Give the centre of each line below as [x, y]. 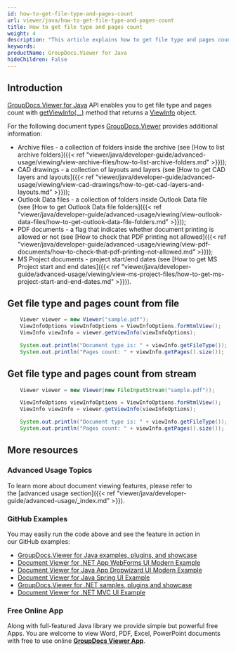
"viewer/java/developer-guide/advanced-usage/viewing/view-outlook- [120, 214]
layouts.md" [35, 192]
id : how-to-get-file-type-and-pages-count [70, 14]
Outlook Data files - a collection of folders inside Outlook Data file [112, 199]
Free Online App [35, 611]
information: [25, 133]
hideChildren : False [38, 60]
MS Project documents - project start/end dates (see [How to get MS [117, 259]
